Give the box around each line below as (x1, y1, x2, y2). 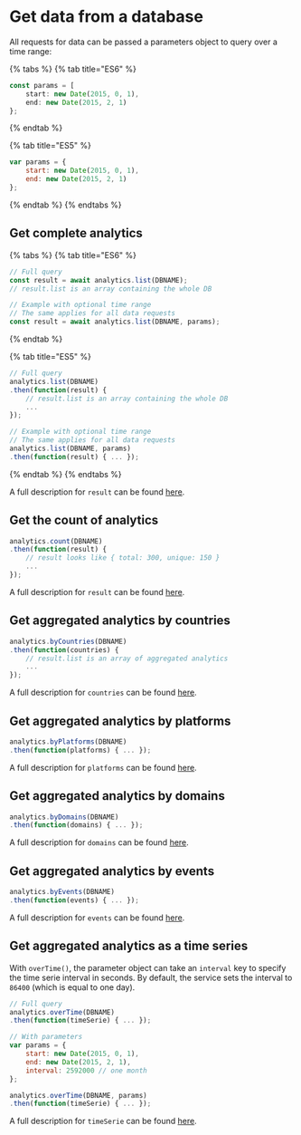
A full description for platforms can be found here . (9, 762, 197, 773)
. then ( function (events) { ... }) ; (9, 895, 140, 905)
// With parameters (9, 1033, 83, 1042)
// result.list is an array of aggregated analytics (25, 654, 229, 663)
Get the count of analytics (9, 513, 159, 528)
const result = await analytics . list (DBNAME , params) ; (9, 317, 221, 327)
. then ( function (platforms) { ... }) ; (9, 745, 152, 755)
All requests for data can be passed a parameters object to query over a (9, 36, 278, 47)
